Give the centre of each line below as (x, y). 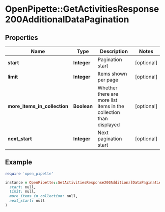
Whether (108, 88)
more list (108, 100)
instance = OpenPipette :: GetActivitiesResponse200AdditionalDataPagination (84, 183)
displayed (109, 125)
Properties (22, 38)
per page (108, 80)
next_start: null (27, 201)
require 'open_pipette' (29, 173)
